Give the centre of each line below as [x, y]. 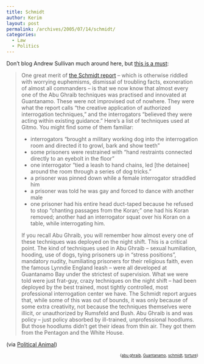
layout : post [23, 23]
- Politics [26, 46]
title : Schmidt [26, 12]
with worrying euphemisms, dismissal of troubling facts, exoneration [107, 82]
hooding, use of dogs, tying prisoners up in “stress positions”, [99, 255]
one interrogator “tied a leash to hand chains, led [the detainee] [110, 165]
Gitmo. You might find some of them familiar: [77, 127]
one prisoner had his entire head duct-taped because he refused [112, 204]
